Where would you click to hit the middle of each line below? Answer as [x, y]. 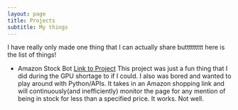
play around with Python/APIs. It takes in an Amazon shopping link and [121, 84]
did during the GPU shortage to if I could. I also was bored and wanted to [124, 76]
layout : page [27, 14]
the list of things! [32, 55]
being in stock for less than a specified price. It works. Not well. [111, 99]
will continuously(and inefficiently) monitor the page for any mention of [121, 91]
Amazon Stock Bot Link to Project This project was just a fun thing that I [123, 69]
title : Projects [31, 21]
